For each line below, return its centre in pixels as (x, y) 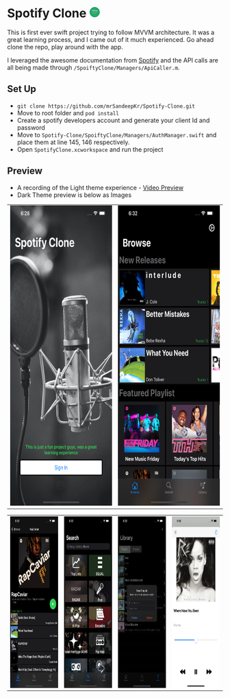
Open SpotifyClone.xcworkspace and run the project (90, 149)
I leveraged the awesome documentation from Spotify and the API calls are (113, 60)
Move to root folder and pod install (68, 113)
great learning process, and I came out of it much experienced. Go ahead (111, 39)
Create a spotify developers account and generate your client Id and (113, 120)
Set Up (22, 89)
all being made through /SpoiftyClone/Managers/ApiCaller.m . (93, 67)
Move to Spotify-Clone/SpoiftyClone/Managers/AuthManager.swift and (117, 135)
